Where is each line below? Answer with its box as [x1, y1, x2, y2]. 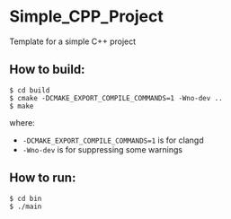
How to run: [9, 171, 76, 186]
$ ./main [9, 202, 42, 211]
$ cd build [9, 85, 50, 95]
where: [9, 117, 36, 127]
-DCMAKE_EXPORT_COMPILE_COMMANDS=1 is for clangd [22, 135, 204, 145]
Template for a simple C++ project [9, 36, 137, 47]
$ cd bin [9, 194, 42, 203]
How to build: [9, 62, 85, 77]
